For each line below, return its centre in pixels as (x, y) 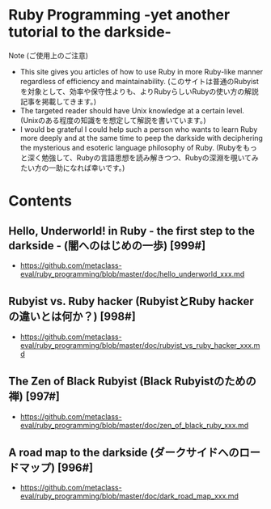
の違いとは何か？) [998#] (72, 317)
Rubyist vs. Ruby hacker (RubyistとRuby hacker (131, 301)
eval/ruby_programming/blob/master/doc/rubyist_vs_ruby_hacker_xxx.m (140, 345)
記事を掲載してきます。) (58, 101)
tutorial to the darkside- (90, 32)
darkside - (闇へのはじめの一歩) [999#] (107, 246)
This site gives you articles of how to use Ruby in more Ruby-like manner (141, 71)
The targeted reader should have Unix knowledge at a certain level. (132, 110)
